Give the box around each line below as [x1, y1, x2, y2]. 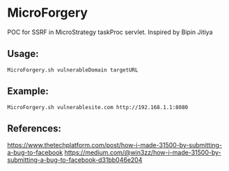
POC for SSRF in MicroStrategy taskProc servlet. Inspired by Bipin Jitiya [7, 28, 214, 36]
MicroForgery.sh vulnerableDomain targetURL [7, 66, 139, 74]
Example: [7, 85, 49, 97]
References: [7, 122, 61, 134]
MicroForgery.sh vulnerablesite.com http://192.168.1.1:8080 [7, 104, 189, 111]
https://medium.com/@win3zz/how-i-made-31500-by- [64, 148, 221, 157]
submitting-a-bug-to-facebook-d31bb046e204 [7, 156, 143, 164]
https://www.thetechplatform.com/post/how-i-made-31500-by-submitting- [7, 141, 223, 149]
